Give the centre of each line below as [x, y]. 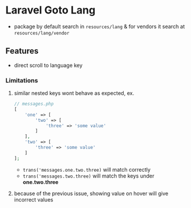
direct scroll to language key [48, 65]
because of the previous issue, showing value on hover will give [91, 193]
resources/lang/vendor [42, 33]
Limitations [22, 80]
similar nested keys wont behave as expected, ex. [74, 93]
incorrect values [33, 199]
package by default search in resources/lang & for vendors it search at [99, 26]
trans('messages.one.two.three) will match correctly [86, 169]
